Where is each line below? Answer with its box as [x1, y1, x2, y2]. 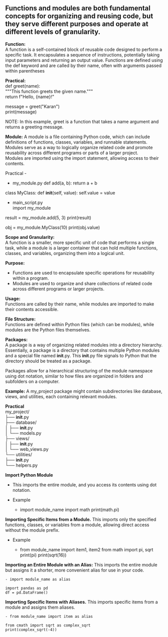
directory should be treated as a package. [5, 358, 92, 364]
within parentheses [5, 68, 45, 74]
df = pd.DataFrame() [5, 590, 49, 595]
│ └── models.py [5, 430, 42, 436]
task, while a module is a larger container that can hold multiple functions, [5, 244, 158, 251]
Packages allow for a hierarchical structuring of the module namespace [5, 367, 153, 373]
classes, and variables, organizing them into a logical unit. [5, 250, 125, 256]
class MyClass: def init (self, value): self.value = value [5, 189, 115, 196]
